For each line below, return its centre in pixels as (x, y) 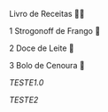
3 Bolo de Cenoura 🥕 (47, 65)
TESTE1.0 (27, 83)
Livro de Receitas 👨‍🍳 (47, 14)
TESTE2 (24, 100)
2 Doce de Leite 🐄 (42, 48)
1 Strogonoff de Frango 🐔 (55, 31)
